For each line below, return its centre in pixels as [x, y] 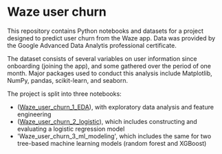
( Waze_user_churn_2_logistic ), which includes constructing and [107, 121]
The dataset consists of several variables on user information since [102, 58]
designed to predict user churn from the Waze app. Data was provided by [111, 38]
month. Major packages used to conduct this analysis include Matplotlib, [110, 73]
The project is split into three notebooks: [64, 94]
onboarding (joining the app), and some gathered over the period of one [109, 66]
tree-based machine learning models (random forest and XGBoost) [112, 143]
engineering [34, 114]
